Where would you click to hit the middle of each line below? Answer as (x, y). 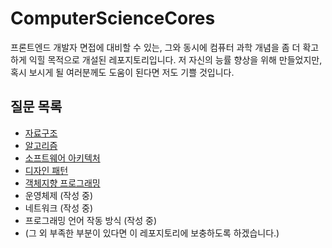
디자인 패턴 (46, 170)
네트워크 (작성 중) (59, 208)
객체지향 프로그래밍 (62, 183)
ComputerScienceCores (113, 18)
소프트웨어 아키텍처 (62, 158)
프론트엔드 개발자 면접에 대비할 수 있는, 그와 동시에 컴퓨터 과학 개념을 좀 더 (155, 47)
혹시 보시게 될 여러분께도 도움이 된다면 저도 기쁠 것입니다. (122, 72)
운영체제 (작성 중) (59, 195)
